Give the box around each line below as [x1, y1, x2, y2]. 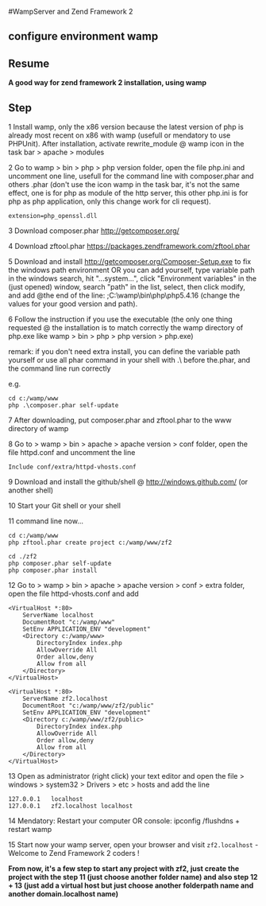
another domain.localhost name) [8, 889, 119, 899]
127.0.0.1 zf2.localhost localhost [8, 803, 133, 811]
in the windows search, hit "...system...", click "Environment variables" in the [8, 274, 256, 283]
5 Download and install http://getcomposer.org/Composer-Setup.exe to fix [8, 257, 252, 266]
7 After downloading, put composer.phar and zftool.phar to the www [8, 415, 232, 425]
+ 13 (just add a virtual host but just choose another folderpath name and [8, 881, 254, 890]
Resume [8, 56, 50, 70]
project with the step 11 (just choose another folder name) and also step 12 [8, 873, 258, 882]
